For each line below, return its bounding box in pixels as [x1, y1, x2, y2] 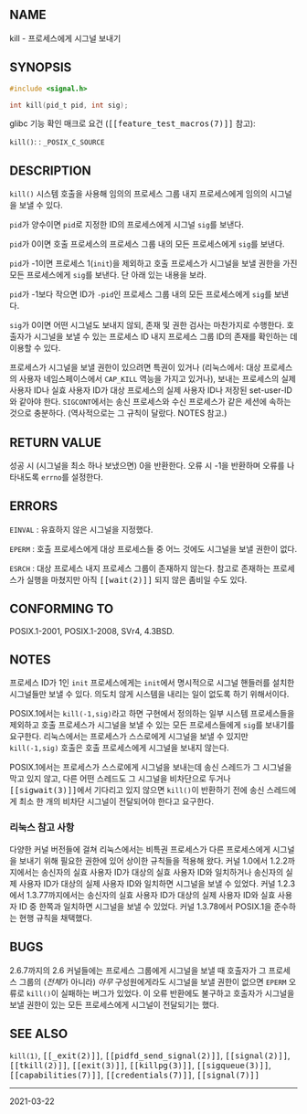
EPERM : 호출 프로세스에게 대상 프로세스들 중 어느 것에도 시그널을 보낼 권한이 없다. [9, 543, 298, 554]
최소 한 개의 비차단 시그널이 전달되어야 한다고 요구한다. [18, 796, 215, 807]
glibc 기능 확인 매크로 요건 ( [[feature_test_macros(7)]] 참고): [9, 118, 256, 129]
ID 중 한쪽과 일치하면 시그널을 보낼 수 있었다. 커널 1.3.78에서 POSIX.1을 [18, 900, 272, 912]
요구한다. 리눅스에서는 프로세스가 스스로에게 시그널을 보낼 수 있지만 [9, 731, 249, 742]
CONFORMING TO [9, 601, 114, 617]
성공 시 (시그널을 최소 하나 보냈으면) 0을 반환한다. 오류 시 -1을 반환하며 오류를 [9, 461, 285, 471]
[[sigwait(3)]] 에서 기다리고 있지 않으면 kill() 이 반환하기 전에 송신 [9, 785, 265, 796]
